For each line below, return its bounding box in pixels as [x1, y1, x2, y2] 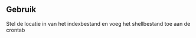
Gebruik [6, 5, 37, 15]
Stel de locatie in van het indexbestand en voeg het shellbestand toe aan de [6, 20, 191, 27]
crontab [6, 26, 25, 33]
